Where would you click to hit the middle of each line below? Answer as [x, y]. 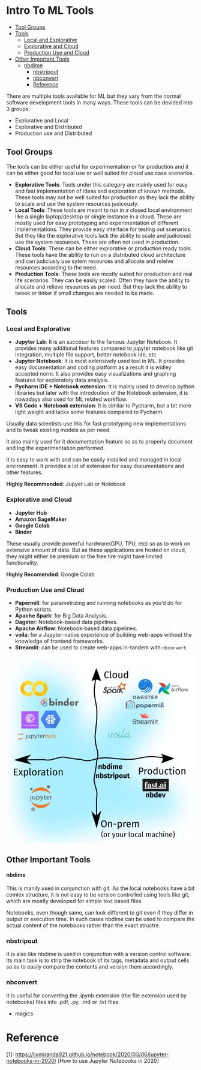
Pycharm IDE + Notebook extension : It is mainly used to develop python [105, 386]
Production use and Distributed [53, 133]
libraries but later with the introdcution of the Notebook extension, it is [101, 393]
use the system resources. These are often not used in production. [97, 242]
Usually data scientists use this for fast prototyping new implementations [96, 424]
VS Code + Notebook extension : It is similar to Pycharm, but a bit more [103, 406]
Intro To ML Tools [50, 11]
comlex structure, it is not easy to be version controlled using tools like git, [98, 894]
